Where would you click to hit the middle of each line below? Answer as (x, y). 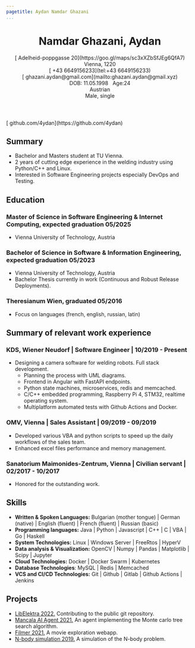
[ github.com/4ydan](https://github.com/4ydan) (65, 123)
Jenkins (24, 580)
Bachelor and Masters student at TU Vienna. (69, 156)
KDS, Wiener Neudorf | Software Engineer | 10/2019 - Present (97, 350)
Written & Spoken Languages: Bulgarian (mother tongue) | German (97, 517)
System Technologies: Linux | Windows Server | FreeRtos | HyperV (98, 542)
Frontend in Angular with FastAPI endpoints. (78, 382)
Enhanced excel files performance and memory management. (90, 448)
